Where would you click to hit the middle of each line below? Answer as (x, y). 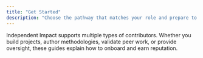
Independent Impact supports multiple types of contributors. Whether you (99, 35)
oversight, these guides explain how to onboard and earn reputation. (92, 48)
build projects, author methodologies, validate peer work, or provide (91, 42)
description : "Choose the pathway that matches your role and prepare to (102, 18)
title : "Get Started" (34, 12)
